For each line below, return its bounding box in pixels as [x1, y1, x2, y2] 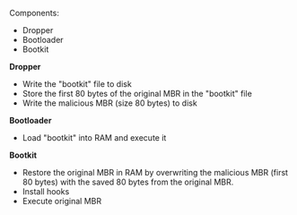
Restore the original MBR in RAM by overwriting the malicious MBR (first [22, 168, 289, 177]
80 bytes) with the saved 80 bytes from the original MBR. [22, 176, 234, 187]
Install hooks [22, 186, 70, 196]
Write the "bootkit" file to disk [22, 79, 132, 89]
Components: [9, 8, 60, 18]
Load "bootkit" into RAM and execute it [22, 133, 167, 142]
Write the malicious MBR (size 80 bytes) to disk [22, 98, 197, 108]
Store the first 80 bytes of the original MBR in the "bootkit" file [22, 89, 253, 99]
